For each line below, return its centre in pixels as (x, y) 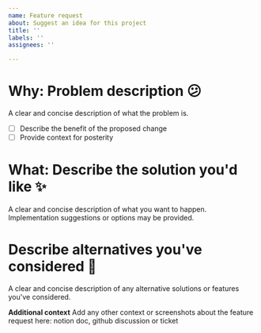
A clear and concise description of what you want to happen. (108, 209)
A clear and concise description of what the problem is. (98, 113)
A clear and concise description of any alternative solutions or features (124, 289)
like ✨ (28, 187)
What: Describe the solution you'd (123, 170)
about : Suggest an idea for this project (78, 23)
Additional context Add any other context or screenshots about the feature (131, 312)
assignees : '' (32, 45)
